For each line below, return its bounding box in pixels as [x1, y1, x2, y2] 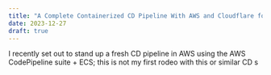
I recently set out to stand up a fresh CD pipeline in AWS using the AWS [8, 49, 246, 59]
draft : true [8, 27, 48, 35]
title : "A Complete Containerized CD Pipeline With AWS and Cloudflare [8, 11, 254, 20]
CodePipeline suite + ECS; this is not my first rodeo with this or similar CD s [8, 57, 259, 67]
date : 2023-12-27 [8, 19, 67, 27]
